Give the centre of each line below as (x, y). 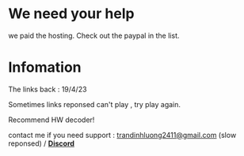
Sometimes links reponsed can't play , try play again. (94, 104)
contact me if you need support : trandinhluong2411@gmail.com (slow (122, 135)
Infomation (45, 67)
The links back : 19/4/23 (48, 89)
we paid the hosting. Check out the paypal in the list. (94, 35)
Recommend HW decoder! (51, 120)
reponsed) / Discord (42, 143)
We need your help (71, 14)
